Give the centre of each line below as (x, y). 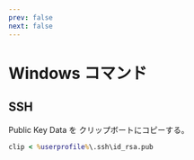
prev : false (31, 18)
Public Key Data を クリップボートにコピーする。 (99, 129)
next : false (31, 26)
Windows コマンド (78, 73)
